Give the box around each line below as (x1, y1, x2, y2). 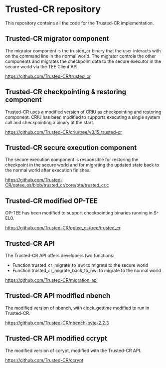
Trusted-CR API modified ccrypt (5, 334, 107, 343)
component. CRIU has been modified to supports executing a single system (5, 114, 161, 120)
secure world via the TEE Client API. (5, 63, 79, 69)
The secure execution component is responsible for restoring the (5, 157, 139, 163)
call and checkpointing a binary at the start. (5, 119, 95, 125)
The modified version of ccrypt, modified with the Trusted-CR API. (5, 348, 142, 354)
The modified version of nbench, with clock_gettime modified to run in (5, 305, 150, 311)
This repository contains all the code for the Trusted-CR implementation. (5, 20, 154, 26)
